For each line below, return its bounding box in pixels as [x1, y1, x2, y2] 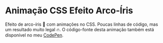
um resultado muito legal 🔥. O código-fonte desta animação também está [5, 26, 154, 32]
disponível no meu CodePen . [5, 32, 64, 38]
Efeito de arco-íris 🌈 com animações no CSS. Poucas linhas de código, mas [5, 21, 159, 27]
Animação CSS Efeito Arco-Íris [5, 5, 133, 16]
